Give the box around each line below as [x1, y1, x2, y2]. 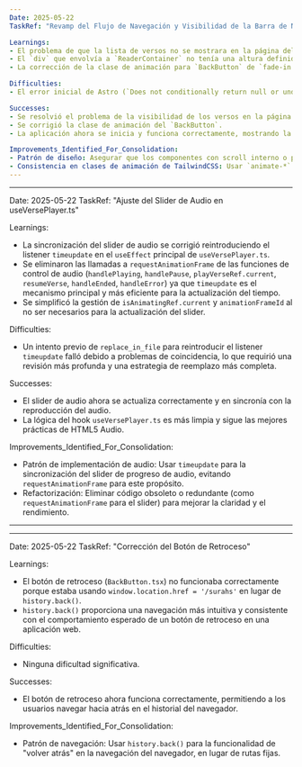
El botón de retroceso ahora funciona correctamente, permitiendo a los [22, 693, 286, 704]
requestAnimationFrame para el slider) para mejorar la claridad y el [22, 497, 267, 508]
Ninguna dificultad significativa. [22, 658, 140, 669]
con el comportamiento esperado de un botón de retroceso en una [22, 614, 270, 625]
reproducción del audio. [22, 404, 111, 415]
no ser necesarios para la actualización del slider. [22, 306, 206, 317]
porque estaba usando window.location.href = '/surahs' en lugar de [22, 585, 281, 596]
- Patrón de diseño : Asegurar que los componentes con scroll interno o [9, 154, 288, 163]
